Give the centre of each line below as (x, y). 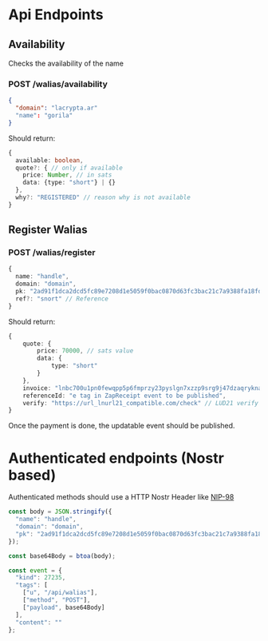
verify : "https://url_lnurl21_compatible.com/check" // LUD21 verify (141, 403)
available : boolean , (49, 160)
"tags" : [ (32, 585)
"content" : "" (39, 622)
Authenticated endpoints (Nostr (116, 458)
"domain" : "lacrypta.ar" (57, 108)
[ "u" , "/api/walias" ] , (60, 593)
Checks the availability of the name (66, 63)
